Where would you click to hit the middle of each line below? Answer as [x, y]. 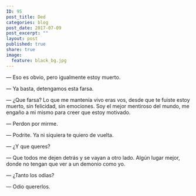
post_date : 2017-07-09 [34, 28]
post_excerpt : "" [27, 33]
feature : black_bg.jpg [39, 60]
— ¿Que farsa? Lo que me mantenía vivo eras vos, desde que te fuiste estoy [98, 99]
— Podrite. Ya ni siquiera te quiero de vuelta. [60, 135]
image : [14, 55]
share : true [21, 50]
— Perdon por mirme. [32, 123]
